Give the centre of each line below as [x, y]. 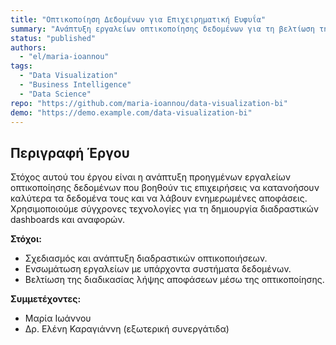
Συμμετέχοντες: [46, 299]
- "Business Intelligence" [75, 85]
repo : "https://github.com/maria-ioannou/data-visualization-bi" [149, 103]
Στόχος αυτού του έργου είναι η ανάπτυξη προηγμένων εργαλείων [151, 177]
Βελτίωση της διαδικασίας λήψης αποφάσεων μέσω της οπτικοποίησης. [174, 280]
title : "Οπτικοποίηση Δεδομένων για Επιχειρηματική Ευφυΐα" [138, 19]
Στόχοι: [26, 239]
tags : [21, 66]
